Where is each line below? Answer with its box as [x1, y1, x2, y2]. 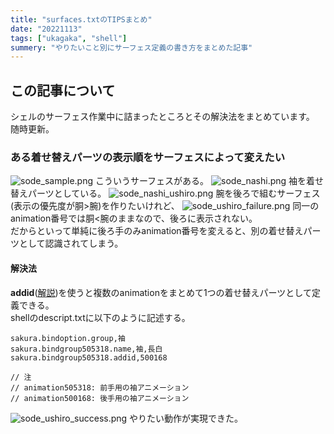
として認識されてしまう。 [18, 237, 124, 250]
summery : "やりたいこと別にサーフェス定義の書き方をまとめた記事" [10, 42, 253, 53]
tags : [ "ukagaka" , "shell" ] [10, 33, 128, 43]
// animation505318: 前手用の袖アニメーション [10, 382, 190, 393]
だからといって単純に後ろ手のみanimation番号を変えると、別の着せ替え [10, 225, 304, 237]
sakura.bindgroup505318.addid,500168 [10, 352, 168, 363]
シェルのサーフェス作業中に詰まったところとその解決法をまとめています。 [10, 111, 315, 123]
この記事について [10, 82, 116, 99]
